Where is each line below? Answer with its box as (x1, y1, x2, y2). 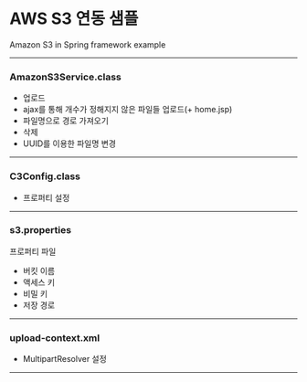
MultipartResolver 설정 (22, 354, 107, 365)
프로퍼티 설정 (22, 192, 70, 203)
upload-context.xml (9, 331, 101, 344)
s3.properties (9, 224, 71, 237)
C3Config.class (9, 170, 80, 183)
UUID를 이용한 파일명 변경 (22, 138, 117, 149)
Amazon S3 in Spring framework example (9, 38, 166, 50)
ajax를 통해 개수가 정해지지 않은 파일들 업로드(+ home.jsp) (22, 104, 233, 115)
